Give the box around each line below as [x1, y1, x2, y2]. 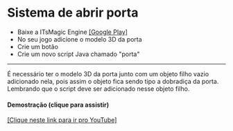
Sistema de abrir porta [7, 5, 139, 21]
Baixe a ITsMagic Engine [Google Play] [17, 28, 128, 36]
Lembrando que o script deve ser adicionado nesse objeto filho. [7, 85, 190, 93]
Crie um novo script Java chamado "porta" [17, 50, 140, 58]
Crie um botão [17, 42, 59, 51]
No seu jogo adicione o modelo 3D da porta [17, 35, 142, 43]
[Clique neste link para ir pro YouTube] [7, 116, 117, 124]
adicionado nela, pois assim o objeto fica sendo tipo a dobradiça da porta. [7, 77, 219, 85]
